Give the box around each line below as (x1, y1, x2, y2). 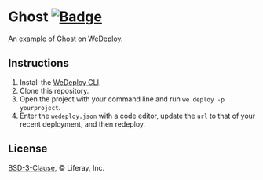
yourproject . (19, 102, 61, 112)
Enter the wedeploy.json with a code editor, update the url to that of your (19, 111, 256, 120)
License (8, 142, 48, 156)
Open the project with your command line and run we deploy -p (19, 94, 225, 104)
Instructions (8, 57, 69, 70)
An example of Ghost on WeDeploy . (8, 34, 123, 43)
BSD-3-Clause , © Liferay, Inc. (8, 163, 105, 172)
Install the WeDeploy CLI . (19, 77, 101, 86)
